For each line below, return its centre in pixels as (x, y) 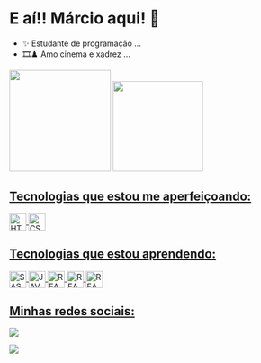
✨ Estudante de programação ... (82, 43)
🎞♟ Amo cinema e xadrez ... (76, 54)
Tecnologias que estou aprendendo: (113, 254)
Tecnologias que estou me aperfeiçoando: (130, 197)
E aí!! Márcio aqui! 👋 (85, 18)
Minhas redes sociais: (72, 311)
